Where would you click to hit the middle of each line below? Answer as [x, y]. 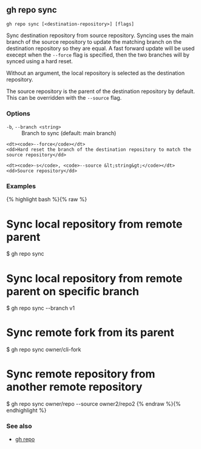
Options [18, 113]
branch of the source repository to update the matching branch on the [94, 41]
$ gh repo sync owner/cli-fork [44, 350]
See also [19, 426]
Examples [21, 186]
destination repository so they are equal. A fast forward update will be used [101, 48]
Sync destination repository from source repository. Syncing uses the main [100, 35]
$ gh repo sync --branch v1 [40, 308]
